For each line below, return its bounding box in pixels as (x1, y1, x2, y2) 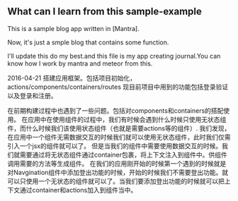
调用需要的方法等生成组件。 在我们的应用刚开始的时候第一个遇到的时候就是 (7, 159, 227, 168)
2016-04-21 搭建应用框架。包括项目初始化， (7, 73, 137, 82)
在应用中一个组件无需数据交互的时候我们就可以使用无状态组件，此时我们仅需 (7, 133, 231, 141)
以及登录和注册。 (7, 91, 57, 99)
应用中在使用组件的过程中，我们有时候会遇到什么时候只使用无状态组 (27, 115, 227, 123)
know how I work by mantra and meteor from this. (7, 59, 153, 68)
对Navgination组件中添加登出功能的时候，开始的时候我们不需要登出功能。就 (7, 168, 229, 176)
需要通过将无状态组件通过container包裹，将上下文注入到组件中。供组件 (19, 150, 228, 159)
